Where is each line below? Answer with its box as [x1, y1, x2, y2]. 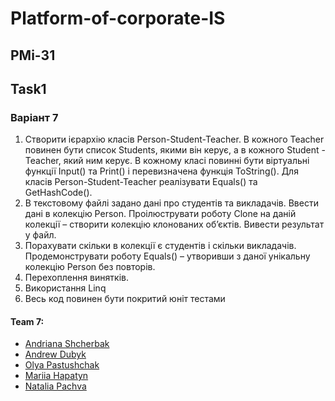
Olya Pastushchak [24, 359, 100, 371]
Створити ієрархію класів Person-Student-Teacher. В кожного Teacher [24, 133, 325, 146]
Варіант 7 [10, 110, 59, 124]
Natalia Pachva [24, 380, 87, 392]
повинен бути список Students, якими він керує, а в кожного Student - [24, 144, 326, 156]
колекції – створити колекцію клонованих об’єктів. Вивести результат [24, 218, 325, 231]
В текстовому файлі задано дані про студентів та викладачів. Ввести [24, 197, 319, 209]
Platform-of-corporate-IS [10, 7, 226, 30]
